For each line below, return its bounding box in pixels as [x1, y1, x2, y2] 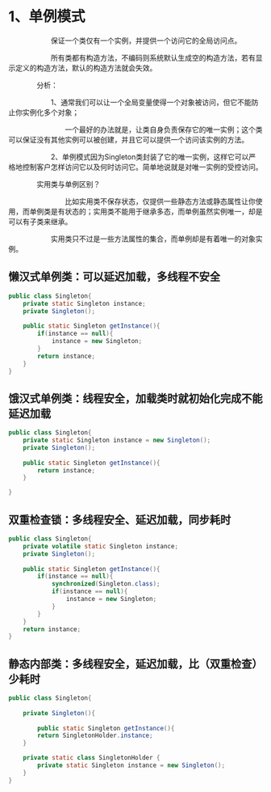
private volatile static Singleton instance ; [23, 542, 179, 550]
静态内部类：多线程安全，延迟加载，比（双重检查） [8, 657, 263, 671]
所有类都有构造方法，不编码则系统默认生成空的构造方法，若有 [50, 53, 256, 62]
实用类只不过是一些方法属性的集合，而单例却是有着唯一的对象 [50, 234, 256, 244]
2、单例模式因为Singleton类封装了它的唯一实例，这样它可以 [50, 151, 249, 162]
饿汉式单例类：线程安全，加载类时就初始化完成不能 [8, 392, 263, 405]
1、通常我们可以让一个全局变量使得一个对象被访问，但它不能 [50, 97, 252, 107]
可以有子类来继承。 [8, 216, 73, 227]
